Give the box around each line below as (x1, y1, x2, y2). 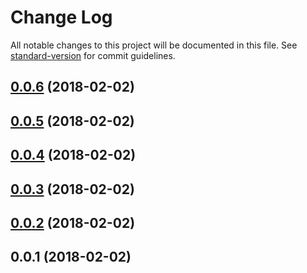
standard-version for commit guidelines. (10, 49, 176, 61)
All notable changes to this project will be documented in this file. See (10, 39, 298, 51)
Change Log (10, 6, 113, 29)
